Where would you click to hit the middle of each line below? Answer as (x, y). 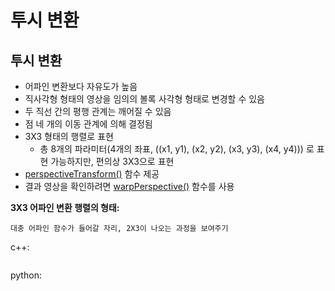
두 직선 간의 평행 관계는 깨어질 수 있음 (98, 111)
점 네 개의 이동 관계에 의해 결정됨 (88, 124)
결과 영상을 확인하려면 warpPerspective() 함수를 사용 (129, 186)
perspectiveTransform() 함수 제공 (92, 174)
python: (26, 275)
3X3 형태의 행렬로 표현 (69, 136)
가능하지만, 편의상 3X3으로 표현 (112, 161)
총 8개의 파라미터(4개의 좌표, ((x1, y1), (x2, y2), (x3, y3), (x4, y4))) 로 (177, 149)
